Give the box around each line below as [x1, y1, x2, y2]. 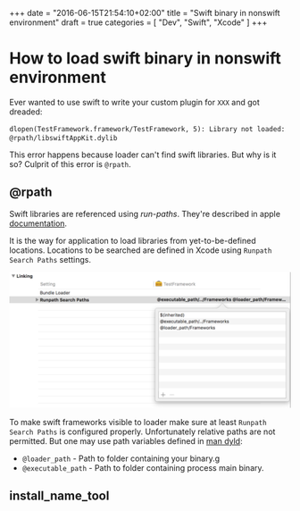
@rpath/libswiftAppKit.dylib [9, 133, 118, 142]
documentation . [9, 218, 68, 229]
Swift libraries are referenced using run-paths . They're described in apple [9, 208, 281, 219]
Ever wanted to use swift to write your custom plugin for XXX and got [9, 96, 261, 107]
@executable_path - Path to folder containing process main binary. [21, 462, 265, 473]
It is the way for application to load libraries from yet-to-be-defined [9, 235, 256, 246]
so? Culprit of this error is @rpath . [9, 158, 131, 169]
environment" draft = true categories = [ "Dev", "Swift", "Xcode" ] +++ [9, 17, 268, 28]
